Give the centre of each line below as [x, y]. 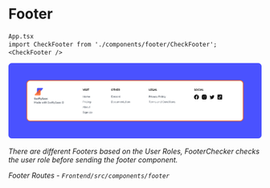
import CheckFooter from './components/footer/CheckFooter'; [113, 44]
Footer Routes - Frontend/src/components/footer [89, 176]
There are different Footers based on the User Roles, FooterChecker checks [134, 151]
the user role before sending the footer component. [93, 160]
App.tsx [21, 36]
